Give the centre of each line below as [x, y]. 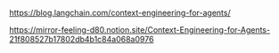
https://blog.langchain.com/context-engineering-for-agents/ [120, 13]
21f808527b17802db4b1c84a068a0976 [82, 39]
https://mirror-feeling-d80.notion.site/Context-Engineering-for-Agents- [139, 30]
